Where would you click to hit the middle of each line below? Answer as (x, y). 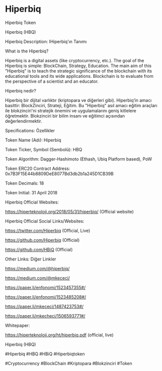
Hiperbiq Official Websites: (32, 202)
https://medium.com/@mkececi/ (38, 278)
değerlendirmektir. (24, 121)
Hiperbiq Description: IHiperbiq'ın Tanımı (46, 41)
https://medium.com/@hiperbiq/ (37, 268)
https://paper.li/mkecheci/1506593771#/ (45, 316)
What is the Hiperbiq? (27, 51)
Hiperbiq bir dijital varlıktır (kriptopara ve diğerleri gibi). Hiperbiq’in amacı (79, 100)
